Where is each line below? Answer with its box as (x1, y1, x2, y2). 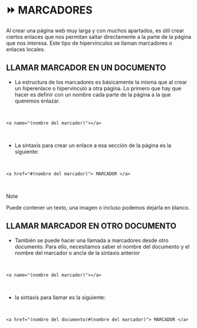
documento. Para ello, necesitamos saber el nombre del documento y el (14, 243, 190, 250)
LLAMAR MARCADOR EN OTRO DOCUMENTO (6, 221, 177, 231)
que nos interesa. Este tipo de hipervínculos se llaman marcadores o (6, 39, 172, 47)
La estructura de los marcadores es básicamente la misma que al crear (14, 78, 188, 85)
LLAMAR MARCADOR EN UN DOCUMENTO (6, 63, 166, 73)
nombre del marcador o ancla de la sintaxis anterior (14, 249, 140, 256)
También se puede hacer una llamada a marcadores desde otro (14, 237, 169, 244)
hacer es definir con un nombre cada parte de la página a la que (14, 91, 171, 98)
